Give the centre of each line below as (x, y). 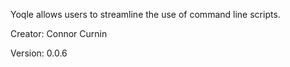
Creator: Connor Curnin (59, 33)
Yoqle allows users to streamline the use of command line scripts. (145, 14)
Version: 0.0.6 (39, 53)
